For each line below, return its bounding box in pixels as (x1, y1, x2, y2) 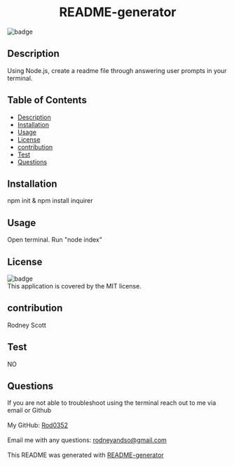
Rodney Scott (7, 321, 47, 329)
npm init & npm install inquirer (7, 197, 93, 205)
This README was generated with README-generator (7, 451, 165, 460)
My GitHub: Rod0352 (7, 421, 69, 430)
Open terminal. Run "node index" (7, 236, 103, 244)
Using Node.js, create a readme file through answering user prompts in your (7, 66, 227, 74)
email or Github (7, 406, 52, 415)
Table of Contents (7, 94, 88, 106)
